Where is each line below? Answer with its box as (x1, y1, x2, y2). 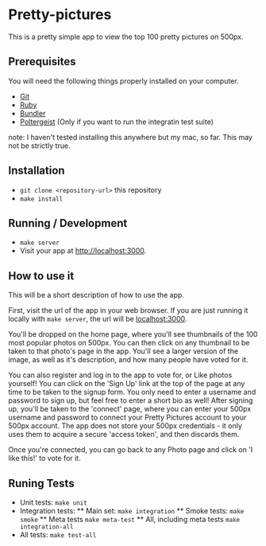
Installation (8, 164, 65, 177)
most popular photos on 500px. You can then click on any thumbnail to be (8, 338, 250, 348)
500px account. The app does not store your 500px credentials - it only (8, 421, 242, 431)
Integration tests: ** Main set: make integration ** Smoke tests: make (19, 506, 245, 515)
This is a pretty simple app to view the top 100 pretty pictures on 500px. (8, 32, 244, 41)
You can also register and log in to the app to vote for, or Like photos (8, 370, 233, 380)
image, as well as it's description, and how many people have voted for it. (8, 355, 249, 365)
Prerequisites (8, 55, 76, 68)
